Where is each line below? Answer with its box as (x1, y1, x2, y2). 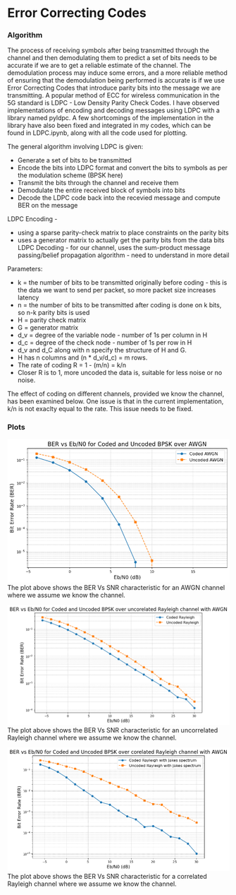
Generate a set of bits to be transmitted (17, 156, 132, 165)
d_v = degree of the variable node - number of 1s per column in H (17, 331, 208, 340)
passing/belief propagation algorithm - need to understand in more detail (17, 251, 230, 259)
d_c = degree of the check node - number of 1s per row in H (17, 338, 192, 347)
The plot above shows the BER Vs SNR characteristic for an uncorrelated (7, 726, 218, 735)
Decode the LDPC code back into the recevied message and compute (17, 194, 221, 202)
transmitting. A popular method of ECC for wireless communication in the (7, 91, 220, 100)
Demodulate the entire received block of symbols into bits (17, 186, 185, 195)
